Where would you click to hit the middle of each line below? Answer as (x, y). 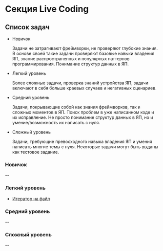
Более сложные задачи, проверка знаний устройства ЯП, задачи (80, 83)
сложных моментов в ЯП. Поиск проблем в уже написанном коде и (83, 112)
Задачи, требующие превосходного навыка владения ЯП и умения (82, 141)
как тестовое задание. (36, 152)
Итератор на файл (31, 199)
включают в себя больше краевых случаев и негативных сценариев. (84, 88)
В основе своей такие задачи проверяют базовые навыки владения (83, 53)
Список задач (27, 27)
